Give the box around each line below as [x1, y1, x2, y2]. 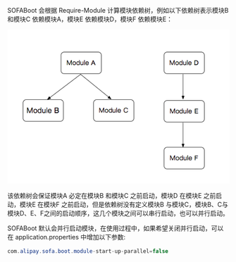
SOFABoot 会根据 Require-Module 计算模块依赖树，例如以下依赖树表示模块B [7, 6, 229, 14]
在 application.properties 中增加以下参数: [7, 233, 126, 242]
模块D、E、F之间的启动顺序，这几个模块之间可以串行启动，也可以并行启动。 [7, 209, 229, 218]
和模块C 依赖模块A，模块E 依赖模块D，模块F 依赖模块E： [7, 15, 173, 23]
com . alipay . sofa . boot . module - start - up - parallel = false [7, 248, 169, 255]
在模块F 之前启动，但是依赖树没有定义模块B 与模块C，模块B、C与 [37, 200, 229, 209]
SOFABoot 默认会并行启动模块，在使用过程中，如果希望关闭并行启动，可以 [7, 224, 224, 232]
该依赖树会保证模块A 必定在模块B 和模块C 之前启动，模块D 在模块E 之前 [7, 192, 216, 200]
